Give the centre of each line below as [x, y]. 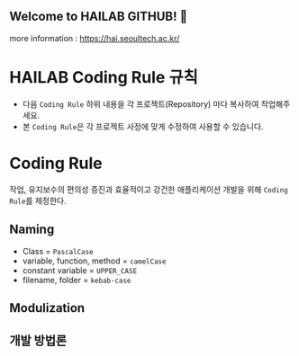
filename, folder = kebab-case [77, 280]
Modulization [47, 308]
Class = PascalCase [58, 251]
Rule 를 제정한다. [38, 200]
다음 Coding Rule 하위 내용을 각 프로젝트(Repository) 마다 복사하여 [140, 103]
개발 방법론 [38, 341]
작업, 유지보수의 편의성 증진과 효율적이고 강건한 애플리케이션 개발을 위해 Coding [149, 189]
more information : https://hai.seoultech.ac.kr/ [95, 38]
